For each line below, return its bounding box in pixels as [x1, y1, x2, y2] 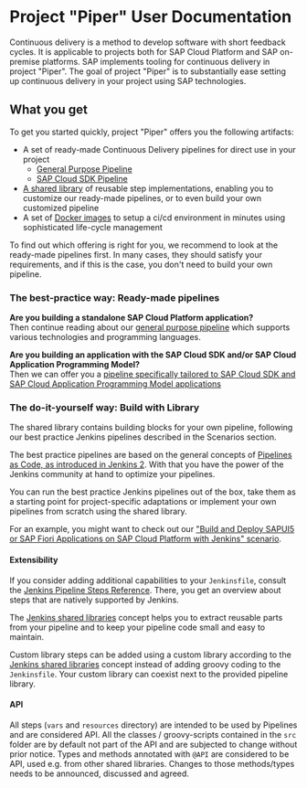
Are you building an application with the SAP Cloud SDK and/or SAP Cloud [9, 349, 297, 360]
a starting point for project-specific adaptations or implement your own [9, 496, 277, 507]
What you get [9, 102, 89, 118]
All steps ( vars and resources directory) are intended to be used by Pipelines [9, 719, 298, 730]
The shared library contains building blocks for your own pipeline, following [9, 422, 293, 433]
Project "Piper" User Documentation [9, 6, 292, 27]
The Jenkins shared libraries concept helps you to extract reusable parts [9, 612, 283, 623]
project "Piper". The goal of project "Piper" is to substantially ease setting [9, 66, 286, 77]
